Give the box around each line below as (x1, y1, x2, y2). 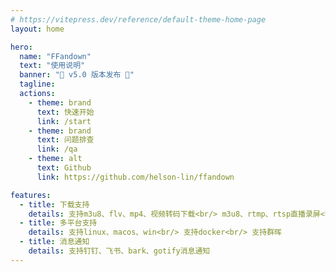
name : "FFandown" (19, 51, 92, 61)
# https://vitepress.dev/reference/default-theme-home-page (10, 14, 267, 25)
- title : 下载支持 (19, 199, 90, 210)
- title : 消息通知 (19, 237, 90, 247)
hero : (10, 42, 33, 52)
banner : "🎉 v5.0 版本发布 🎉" (19, 70, 135, 80)
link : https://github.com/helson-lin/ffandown (36, 172, 235, 182)
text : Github (36, 163, 92, 173)
